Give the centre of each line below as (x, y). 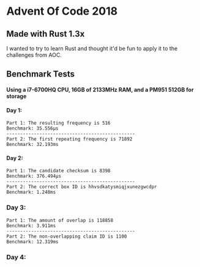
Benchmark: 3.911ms (31, 225)
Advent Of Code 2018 (62, 11)
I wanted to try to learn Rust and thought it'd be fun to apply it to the (92, 48)
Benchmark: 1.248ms (31, 192)
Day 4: (16, 257)
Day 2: (15, 158)
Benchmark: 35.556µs (33, 129)
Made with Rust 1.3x (46, 34)
